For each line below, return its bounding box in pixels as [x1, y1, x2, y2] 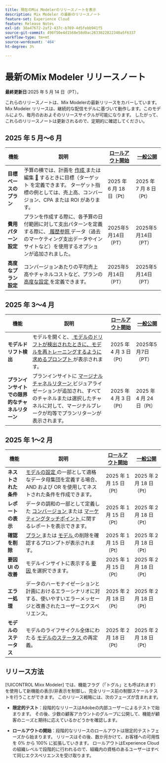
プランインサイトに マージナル [32, 373, 103, 380]
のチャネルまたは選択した [32, 395, 92, 402]
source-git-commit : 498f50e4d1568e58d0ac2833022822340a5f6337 [5, 30, 136, 35]
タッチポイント [45, 515, 80, 522]
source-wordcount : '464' [5, 40, 56, 45]
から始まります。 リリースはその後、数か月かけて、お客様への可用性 [21, 734, 160, 740]
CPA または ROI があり [43, 196, 95, 203]
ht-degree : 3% [5, 44, 35, 49]
